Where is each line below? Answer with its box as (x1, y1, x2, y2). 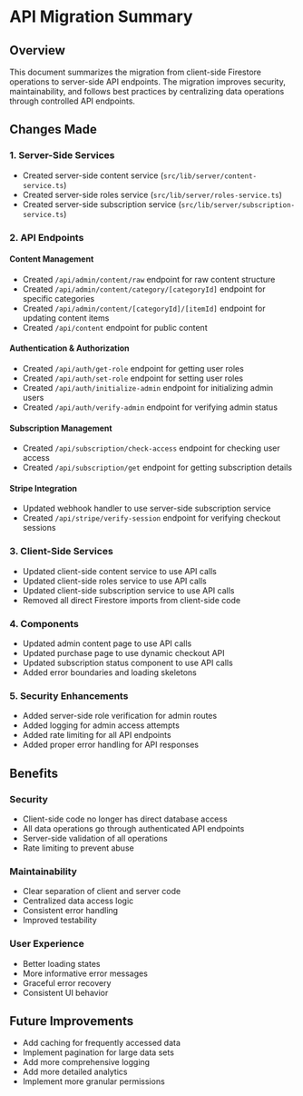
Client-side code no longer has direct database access (22, 813, 229, 824)
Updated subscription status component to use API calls (22, 657, 233, 669)
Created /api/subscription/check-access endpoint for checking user (22, 443, 280, 453)
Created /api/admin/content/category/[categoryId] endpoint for (22, 284, 266, 294)
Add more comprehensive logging (22, 1057, 151, 1068)
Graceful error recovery (22, 977, 112, 988)
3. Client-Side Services (9, 545, 113, 558)
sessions (22, 523, 56, 533)
